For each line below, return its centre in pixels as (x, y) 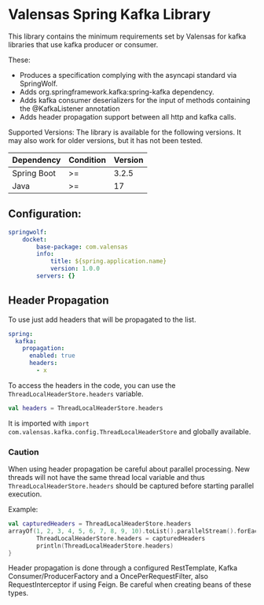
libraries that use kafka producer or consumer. (83, 44)
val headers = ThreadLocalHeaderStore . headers (86, 408)
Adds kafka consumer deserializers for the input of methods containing (135, 100)
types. (18, 593)
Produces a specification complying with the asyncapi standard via (128, 75)
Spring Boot (34, 173)
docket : (35, 239)
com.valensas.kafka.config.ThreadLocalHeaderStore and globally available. (130, 431)
